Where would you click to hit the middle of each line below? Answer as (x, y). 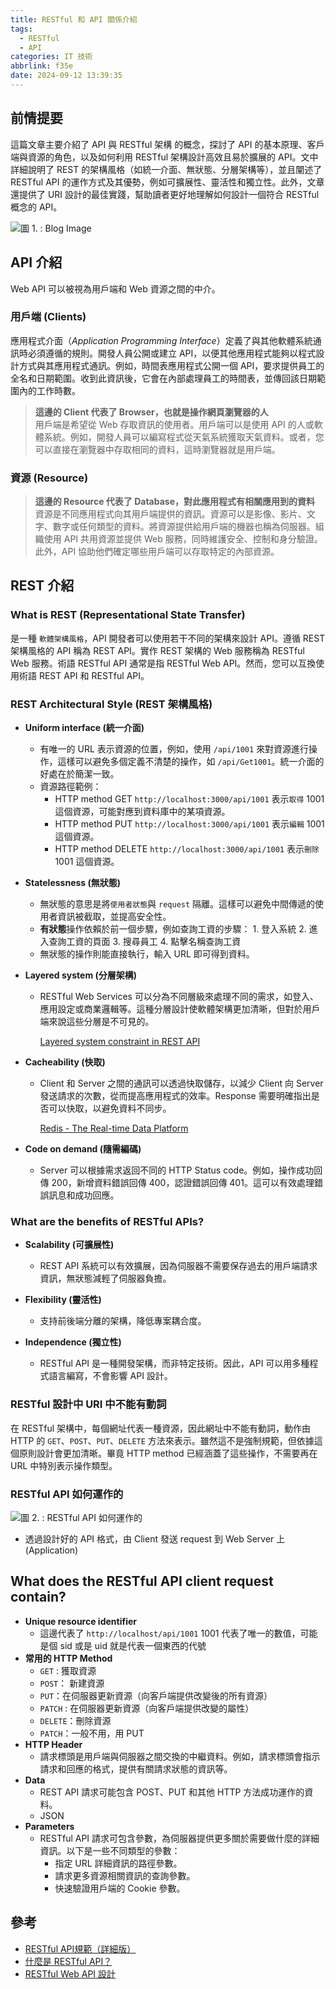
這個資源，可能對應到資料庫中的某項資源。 (142, 812)
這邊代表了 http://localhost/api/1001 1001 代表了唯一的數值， (170, 1633)
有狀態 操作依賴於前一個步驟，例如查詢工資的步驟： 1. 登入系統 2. (173, 929)
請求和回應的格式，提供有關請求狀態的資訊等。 (136, 1768)
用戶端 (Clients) (48, 317)
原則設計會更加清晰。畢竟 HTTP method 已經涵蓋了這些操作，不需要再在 (168, 1453)
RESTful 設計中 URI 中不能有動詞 (88, 1404)
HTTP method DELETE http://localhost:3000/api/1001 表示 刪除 (187, 849)
